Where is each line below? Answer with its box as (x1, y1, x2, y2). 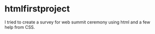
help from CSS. (4, 24, 35, 30)
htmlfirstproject (4, 3, 70, 14)
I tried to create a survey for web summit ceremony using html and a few (4, 19, 151, 25)
